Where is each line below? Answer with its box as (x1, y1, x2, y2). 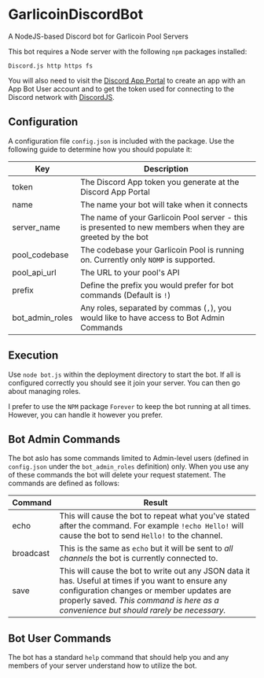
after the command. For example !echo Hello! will (59, 521, 244, 532)
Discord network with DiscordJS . (8, 92, 115, 101)
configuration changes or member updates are (59, 585, 232, 596)
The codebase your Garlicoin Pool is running (79, 244, 245, 255)
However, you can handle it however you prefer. (8, 410, 163, 419)
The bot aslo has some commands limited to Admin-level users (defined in (8, 454, 249, 463)
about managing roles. (8, 386, 81, 396)
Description (144, 163, 189, 174)
